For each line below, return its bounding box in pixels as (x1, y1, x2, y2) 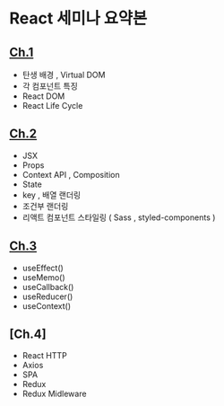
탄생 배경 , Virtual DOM (22, 69, 106, 80)
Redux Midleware (22, 388, 87, 400)
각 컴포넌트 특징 (22, 81, 78, 91)
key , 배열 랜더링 (22, 190, 82, 200)
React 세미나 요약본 (9, 8, 148, 29)
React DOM (22, 91, 65, 101)
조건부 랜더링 (22, 200, 69, 211)
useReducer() (22, 291, 73, 302)
